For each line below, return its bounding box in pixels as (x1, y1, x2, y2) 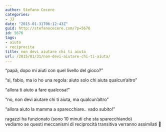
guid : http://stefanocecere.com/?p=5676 (5, 26, 91, 31)
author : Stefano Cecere (5, 7, 55, 12)
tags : (5, 35, 16, 40)
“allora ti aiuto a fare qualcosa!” (5, 87, 70, 93)
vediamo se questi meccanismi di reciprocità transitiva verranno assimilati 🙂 (5, 121, 161, 127)
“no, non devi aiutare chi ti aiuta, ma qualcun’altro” (5, 96, 109, 102)
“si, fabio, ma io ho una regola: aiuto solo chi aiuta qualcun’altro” (5, 77, 137, 83)
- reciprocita (5, 44, 35, 49)
